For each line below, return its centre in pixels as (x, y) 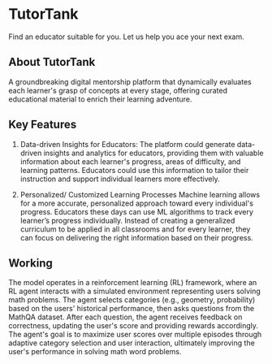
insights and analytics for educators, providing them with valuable (153, 153)
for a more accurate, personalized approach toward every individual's (137, 203)
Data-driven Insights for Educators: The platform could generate (127, 144)
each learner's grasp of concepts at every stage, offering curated (118, 90)
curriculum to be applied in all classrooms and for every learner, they (135, 229)
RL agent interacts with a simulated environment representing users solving (135, 291)
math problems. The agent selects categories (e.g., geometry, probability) (132, 300)
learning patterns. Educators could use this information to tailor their (134, 170)
